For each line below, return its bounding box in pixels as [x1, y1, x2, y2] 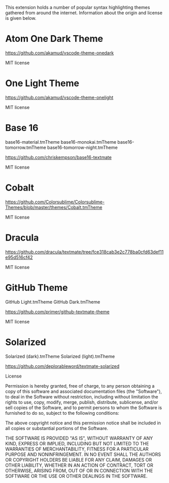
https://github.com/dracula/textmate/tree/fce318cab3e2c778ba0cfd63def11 [5, 249, 164, 255]
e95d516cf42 [5, 254, 33, 260]
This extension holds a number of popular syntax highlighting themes [5, 5, 150, 10]
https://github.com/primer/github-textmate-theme [5, 308, 110, 315]
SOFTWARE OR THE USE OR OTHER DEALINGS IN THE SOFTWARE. [5, 473, 148, 479]
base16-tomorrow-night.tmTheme [47, 144, 118, 150]
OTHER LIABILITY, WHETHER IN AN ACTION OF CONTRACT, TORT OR [5, 462, 153, 468]
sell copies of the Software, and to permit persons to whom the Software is [5, 405, 162, 411]
